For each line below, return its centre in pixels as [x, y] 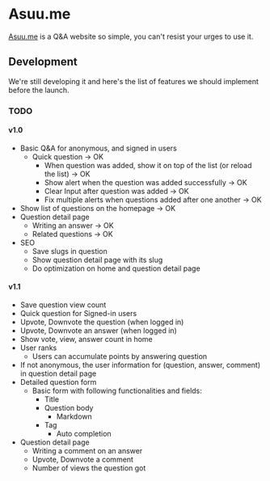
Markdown [74, 416]
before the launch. [39, 90]
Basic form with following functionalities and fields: [117, 391]
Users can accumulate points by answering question [120, 357]
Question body [69, 408]
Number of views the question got [89, 468]
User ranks [38, 348]
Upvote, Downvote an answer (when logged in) [99, 331]
